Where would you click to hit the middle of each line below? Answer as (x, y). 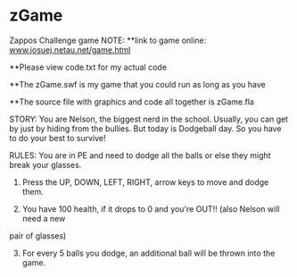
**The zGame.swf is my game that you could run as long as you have (137, 84)
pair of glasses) (38, 235)
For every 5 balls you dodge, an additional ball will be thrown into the (148, 253)
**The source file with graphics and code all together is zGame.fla (132, 101)
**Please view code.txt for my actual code (88, 67)
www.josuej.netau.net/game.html (70, 49)
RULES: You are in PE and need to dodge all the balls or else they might (140, 155)
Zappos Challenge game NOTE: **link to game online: (108, 40)
